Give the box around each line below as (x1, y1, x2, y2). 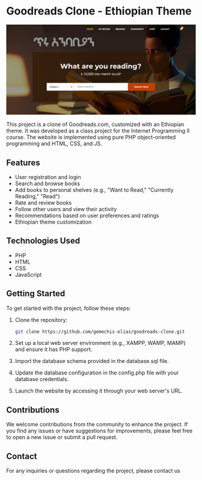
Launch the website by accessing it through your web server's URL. (14, 387, 183, 394)
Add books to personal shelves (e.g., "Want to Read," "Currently (14, 186, 174, 194)
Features (6, 157, 40, 168)
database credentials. (14, 376, 69, 383)
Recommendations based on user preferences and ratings (14, 212, 159, 219)
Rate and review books (14, 199, 72, 206)
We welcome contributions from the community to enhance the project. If (6, 421, 188, 428)
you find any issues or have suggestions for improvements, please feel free (6, 427, 193, 435)
